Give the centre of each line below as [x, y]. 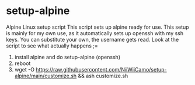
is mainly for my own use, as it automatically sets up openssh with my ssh [95, 33]
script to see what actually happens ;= [52, 46]
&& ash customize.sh [103, 76]
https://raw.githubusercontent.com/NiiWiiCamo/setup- [101, 69]
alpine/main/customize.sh [46, 76]
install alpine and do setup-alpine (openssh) [67, 57]
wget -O [25, 69]
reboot [22, 63]
